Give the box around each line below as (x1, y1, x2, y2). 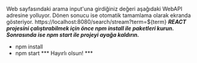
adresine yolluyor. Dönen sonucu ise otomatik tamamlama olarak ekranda (6, 12, 191, 19)
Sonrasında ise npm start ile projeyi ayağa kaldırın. (6, 31, 139, 39)
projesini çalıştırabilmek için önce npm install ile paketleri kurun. (6, 24, 174, 32)
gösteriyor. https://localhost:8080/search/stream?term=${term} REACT (6, 18, 187, 25)
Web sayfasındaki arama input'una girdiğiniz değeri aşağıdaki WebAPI (6, 6, 182, 12)
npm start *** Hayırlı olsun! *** (15, 50, 93, 57)
